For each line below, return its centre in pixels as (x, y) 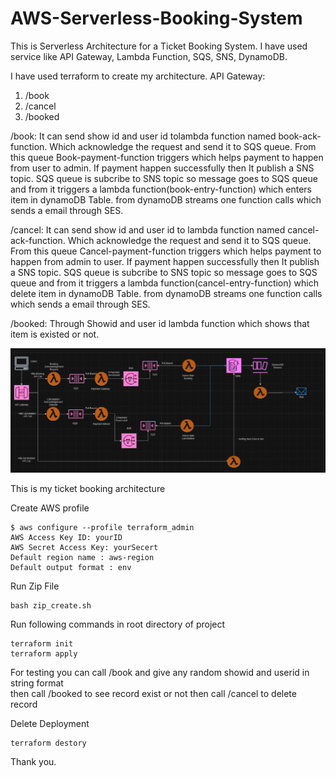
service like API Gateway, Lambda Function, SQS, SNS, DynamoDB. (149, 56)
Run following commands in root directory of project (118, 624)
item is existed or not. (55, 334)
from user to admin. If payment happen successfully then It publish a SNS (162, 168)
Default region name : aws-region (82, 558)
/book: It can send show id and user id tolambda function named (143, 136)
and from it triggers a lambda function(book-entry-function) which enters (161, 189)
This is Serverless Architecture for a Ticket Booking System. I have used (159, 46)
